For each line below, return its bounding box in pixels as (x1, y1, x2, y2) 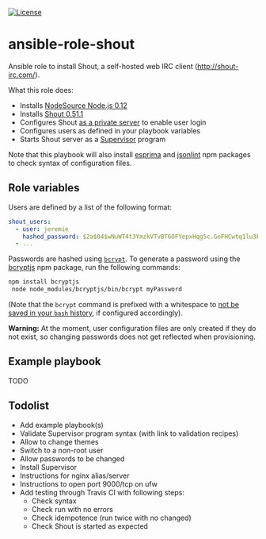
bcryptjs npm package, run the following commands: (8, 263, 180, 272)
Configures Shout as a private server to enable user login (19, 117, 207, 127)
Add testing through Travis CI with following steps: (19, 487, 184, 497)
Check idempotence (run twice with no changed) (31, 513, 192, 522)
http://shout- (197, 61, 239, 71)
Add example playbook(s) (19, 420, 104, 429)
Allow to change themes (19, 437, 99, 446)
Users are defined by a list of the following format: (8, 202, 173, 212)
